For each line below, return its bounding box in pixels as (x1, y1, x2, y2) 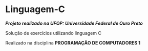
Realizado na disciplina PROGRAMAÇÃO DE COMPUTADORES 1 (5, 39, 141, 46)
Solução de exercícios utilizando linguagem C (5, 30, 101, 36)
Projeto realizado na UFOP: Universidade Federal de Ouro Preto (5, 20, 143, 26)
